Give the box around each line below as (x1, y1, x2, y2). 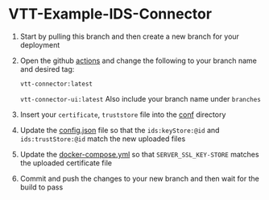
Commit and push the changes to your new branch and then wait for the (19, 173, 259, 183)
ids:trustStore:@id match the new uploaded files (19, 134, 186, 144)
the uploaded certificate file (19, 158, 113, 168)
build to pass (19, 182, 64, 192)
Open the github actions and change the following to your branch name (19, 56, 258, 65)
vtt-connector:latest (19, 80, 93, 88)
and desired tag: (19, 64, 75, 73)
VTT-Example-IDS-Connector (8, 5, 212, 23)
